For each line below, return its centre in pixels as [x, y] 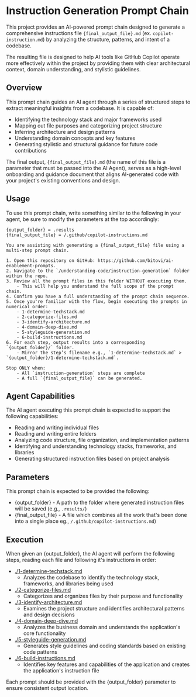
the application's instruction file [61, 670]
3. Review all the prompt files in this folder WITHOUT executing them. [97, 281]
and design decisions [49, 615]
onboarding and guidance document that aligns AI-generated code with [92, 174]
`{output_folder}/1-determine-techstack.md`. [62, 358]
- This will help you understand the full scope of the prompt [95, 286]
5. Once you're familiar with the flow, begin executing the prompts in [97, 301]
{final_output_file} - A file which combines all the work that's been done [101, 515]
